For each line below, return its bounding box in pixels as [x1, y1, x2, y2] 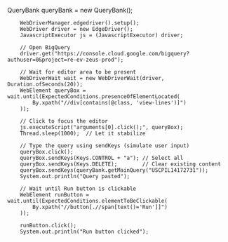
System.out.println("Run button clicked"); [20, 228, 149, 235]
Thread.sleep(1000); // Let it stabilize [20, 130, 146, 137]
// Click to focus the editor [20, 118, 109, 125]
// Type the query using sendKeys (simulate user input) [20, 142, 190, 149]
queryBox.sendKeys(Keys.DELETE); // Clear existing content [20, 161, 221, 168]
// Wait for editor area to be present [20, 69, 137, 76]
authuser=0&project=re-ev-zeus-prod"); [7, 56, 124, 63]
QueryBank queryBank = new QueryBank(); [7, 6, 133, 14]
